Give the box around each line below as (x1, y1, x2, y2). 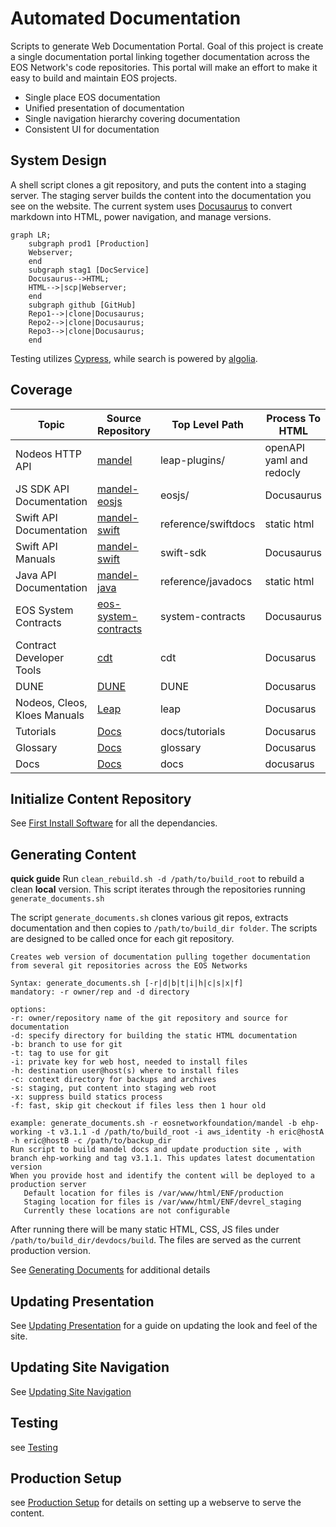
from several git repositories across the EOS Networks (10, 961, 248, 971)
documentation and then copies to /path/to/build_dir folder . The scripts (10, 922, 318, 934)
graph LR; (10, 230, 52, 240)
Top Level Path (171, 417, 245, 431)
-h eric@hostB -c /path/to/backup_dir (10, 1136, 172, 1146)
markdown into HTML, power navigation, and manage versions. (10, 210, 272, 222)
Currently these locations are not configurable (23, 1206, 230, 1216)
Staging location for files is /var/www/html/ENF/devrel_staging (23, 1197, 302, 1207)
